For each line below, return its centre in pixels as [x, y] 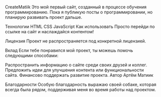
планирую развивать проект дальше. [44, 17]
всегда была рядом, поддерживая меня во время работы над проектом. [80, 90]
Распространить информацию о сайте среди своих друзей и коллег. [76, 65]
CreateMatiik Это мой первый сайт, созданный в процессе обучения [76, 7]
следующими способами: [32, 55]
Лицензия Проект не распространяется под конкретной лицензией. [76, 41]
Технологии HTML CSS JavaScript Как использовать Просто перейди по [80, 27]
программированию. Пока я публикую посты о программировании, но [79, 12]
